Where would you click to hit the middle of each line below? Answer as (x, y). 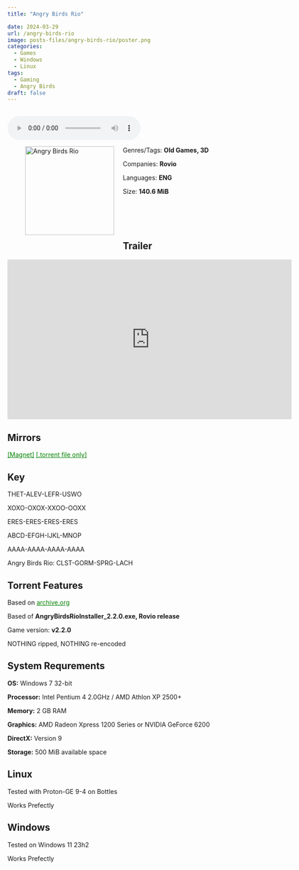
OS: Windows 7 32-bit (40, 683)
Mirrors (24, 438)
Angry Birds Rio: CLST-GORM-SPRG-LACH (70, 563)
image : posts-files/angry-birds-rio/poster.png (79, 40)
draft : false (27, 93)
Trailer (138, 246)
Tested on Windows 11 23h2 (48, 844)
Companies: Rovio (150, 163)
